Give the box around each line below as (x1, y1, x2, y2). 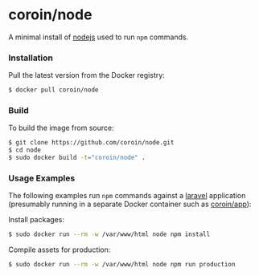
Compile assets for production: (8, 245, 111, 254)
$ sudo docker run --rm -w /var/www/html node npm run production (8, 261, 236, 269)
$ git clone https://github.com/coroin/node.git (8, 139, 175, 147)
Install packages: (8, 215, 64, 225)
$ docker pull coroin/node (8, 86, 99, 94)
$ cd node (8, 146, 42, 154)
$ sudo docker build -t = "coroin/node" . (8, 154, 146, 162)
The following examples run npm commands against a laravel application (8, 191, 246, 201)
